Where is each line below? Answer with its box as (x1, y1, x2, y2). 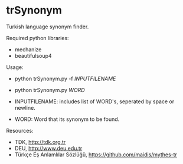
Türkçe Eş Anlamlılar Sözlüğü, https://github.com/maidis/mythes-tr (14, 151, 177, 158)
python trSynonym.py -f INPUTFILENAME (14, 75, 116, 82)
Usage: (6, 63, 24, 71)
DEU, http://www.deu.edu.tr (14, 145, 83, 152)
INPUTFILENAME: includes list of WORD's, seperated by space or (14, 98, 175, 105)
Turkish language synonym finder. (6, 23, 89, 30)
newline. (14, 104, 35, 111)
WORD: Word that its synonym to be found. (14, 116, 120, 123)
